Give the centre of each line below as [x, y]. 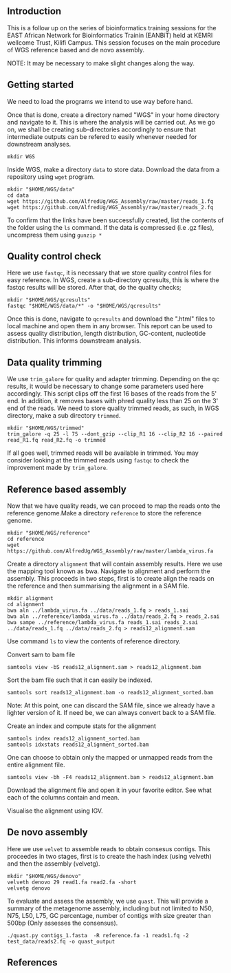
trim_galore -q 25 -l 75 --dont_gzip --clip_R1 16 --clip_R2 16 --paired [115, 434]
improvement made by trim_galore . [58, 468]
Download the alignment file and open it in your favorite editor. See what [109, 790]
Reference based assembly [67, 489]
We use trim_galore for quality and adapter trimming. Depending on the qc [113, 379]
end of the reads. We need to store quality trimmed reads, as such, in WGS [113, 408]
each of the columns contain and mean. [63, 798]
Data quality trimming [55, 362]
